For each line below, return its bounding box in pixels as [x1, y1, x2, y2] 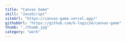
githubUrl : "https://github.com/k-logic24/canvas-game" [5, 20, 122, 26]
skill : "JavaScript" [5, 12, 48, 16]
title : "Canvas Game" [5, 7, 50, 12]
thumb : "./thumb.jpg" [5, 25, 50, 30]
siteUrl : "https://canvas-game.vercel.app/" [5, 16, 98, 21]
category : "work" [5, 29, 41, 34]
